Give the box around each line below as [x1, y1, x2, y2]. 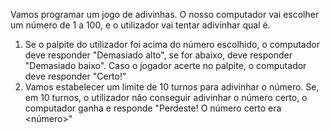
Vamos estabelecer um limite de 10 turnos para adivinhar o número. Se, [24, 81, 320, 93]
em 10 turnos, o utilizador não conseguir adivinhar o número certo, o [24, 92, 308, 103]
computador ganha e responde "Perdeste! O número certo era [24, 102, 282, 114]
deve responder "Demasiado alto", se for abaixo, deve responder [24, 49, 293, 61]
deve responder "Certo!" [24, 70, 127, 82]
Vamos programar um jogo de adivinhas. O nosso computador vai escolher [10, 9, 320, 20]
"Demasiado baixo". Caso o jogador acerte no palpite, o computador [24, 60, 307, 71]
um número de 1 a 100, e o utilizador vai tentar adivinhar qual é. [10, 19, 271, 31]
